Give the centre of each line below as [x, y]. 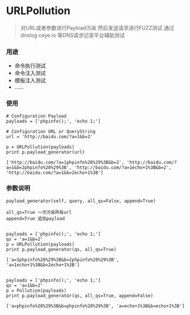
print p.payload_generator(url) [45, 152]
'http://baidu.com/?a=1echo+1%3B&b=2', [123, 167]
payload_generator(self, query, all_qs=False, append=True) [81, 201]
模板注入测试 [30, 81]
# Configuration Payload [36, 116]
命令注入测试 [30, 73]
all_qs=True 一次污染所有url [39, 212]
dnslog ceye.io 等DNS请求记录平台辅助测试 [72, 35]
